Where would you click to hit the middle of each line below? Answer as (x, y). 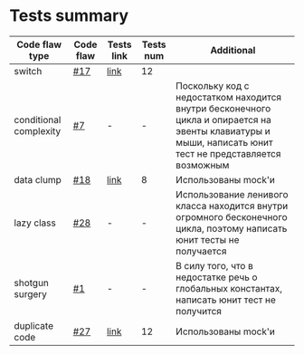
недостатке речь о (217, 277)
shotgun (32, 283)
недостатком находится (229, 97)
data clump (38, 179)
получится (199, 311)
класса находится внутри (232, 206)
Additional (233, 50)
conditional (38, 120)
